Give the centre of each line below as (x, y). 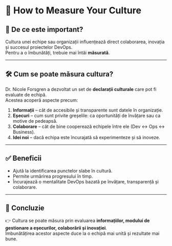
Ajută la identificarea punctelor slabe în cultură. (62, 171)
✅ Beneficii (24, 158)
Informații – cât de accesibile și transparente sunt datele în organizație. (88, 110)
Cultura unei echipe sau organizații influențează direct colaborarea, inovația (85, 42)
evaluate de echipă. (26, 94)
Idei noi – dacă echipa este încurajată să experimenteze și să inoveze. (86, 137)
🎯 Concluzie (25, 208)
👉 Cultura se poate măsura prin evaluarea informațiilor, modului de (78, 221)
